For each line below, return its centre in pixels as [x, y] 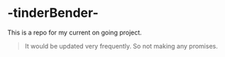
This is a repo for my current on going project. [75, 32]
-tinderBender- [53, 13]
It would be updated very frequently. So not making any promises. [121, 46]
